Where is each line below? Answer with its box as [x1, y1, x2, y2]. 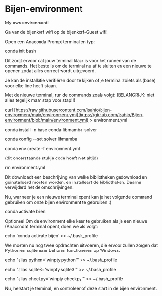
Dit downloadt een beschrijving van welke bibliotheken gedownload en [5, 174, 147, 180]
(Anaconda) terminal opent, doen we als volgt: [5, 223, 99, 229]
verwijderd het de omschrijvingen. [5, 184, 74, 190]
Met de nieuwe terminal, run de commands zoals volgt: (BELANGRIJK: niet [5, 92, 155, 98]
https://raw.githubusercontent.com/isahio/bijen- [15, 107, 112, 113]
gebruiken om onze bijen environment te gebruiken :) [5, 199, 112, 205]
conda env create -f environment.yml [5, 145, 80, 151]
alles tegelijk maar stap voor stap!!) [5, 97, 76, 103]
